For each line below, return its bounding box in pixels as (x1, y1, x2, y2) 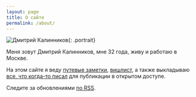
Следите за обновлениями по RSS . (6, 84, 96, 92)
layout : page (6, 8, 39, 15)
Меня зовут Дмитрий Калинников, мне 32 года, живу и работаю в (6, 48, 177, 55)
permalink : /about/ (6, 20, 55, 26)
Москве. (6, 55, 28, 62)
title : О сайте (6, 14, 45, 20)
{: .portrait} (68, 37, 96, 44)
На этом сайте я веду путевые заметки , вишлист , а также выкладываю (6, 66, 190, 74)
